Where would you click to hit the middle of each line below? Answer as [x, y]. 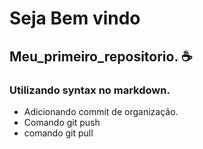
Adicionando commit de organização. [101, 111]
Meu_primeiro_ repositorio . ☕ [101, 56]
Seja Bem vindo [75, 18]
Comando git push [62, 122]
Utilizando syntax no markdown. [90, 90]
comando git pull [58, 133]
